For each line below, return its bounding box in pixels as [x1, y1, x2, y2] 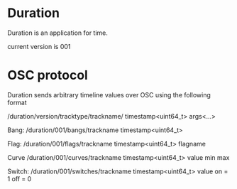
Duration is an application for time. [7, 28, 109, 37]
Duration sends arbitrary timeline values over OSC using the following [7, 90, 211, 99]
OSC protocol [7, 67, 89, 83]
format [7, 98, 27, 107]
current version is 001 [7, 42, 71, 50]
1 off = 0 [7, 174, 32, 183]
